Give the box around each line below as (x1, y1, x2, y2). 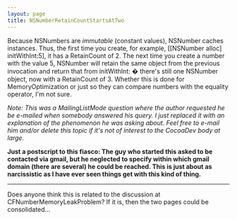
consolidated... (7, 205, 51, 213)
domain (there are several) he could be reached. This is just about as (7, 162, 212, 170)
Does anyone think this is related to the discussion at (7, 190, 161, 199)
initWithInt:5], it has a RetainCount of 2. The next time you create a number (7, 51, 225, 60)
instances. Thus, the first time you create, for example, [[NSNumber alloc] (7, 44, 222, 52)
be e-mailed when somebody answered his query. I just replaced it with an (7, 111, 225, 119)
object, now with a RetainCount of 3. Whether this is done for (7, 75, 185, 83)
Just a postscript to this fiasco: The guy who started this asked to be (7, 147, 213, 155)
